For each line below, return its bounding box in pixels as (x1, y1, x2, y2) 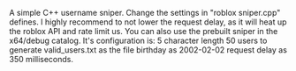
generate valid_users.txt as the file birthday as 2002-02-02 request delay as (9, 45, 287, 55)
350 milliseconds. (9, 54, 73, 64)
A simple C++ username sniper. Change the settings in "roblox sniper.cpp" (9, 8, 281, 18)
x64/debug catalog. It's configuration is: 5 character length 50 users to (9, 35, 268, 46)
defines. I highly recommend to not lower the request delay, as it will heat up (9, 17, 287, 27)
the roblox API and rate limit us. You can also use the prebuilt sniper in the (9, 26, 278, 36)
